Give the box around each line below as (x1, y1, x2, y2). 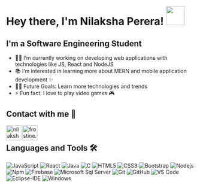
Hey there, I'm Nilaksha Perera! (6, 15, 164, 28)
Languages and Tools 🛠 (6, 143, 98, 153)
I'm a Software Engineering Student (6, 38, 142, 48)
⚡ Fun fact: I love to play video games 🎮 (14, 90, 115, 96)
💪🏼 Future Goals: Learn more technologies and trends (14, 83, 148, 90)
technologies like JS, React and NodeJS (14, 60, 114, 68)
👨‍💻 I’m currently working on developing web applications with (14, 54, 168, 61)
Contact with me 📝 (6, 109, 77, 119)
